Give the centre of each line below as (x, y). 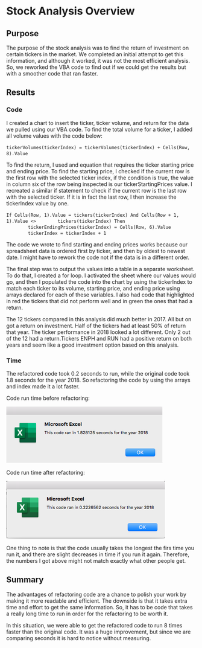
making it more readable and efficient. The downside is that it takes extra (97, 601)
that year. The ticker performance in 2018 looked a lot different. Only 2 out (98, 332)
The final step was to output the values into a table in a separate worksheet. (100, 269)
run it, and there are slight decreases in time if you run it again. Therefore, (98, 554)
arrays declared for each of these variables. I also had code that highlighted (100, 295)
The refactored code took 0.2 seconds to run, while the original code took (98, 373)
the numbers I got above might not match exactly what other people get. (96, 560)
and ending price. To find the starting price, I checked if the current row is (98, 171)
